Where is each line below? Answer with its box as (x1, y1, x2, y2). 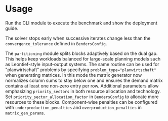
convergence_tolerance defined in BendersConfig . (5, 40, 107, 46)
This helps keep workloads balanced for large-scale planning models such (5, 55, 161, 62)
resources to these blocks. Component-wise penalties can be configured (5, 99, 158, 105)
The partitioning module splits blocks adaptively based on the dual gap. (5, 50, 158, 56)
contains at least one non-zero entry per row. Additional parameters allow (5, 82, 159, 89)
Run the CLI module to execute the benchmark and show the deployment (5, 20, 158, 26)
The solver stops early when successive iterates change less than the (5, 35, 151, 41)
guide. (5, 25, 19, 31)
